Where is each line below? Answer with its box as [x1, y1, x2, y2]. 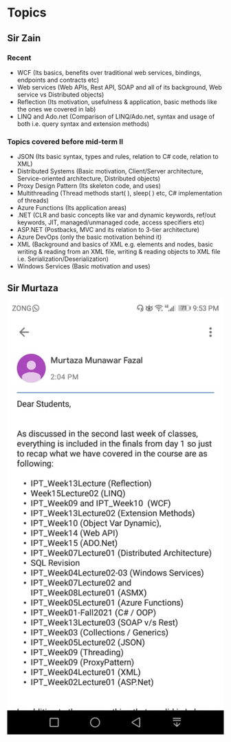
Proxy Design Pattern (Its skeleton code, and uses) [16, 182, 162, 190]
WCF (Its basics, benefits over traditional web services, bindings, [16, 68, 201, 76]
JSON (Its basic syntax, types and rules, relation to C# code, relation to [16, 153, 219, 161]
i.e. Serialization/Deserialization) [16, 255, 109, 263]
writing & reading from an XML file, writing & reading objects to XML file [16, 248, 221, 256]
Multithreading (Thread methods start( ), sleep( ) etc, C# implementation [16, 189, 222, 198]
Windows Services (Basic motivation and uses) [16, 262, 151, 271]
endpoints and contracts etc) [16, 76, 100, 84]
